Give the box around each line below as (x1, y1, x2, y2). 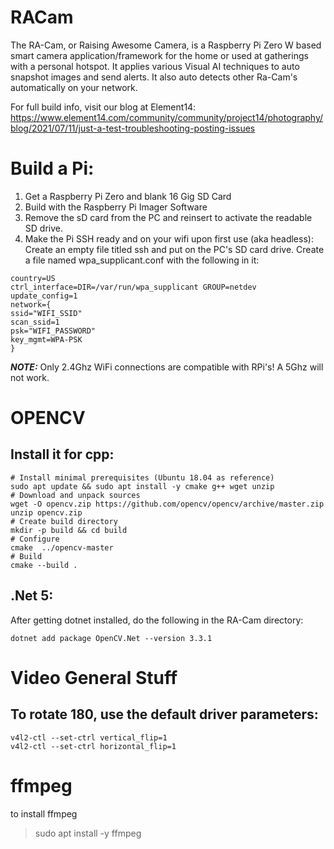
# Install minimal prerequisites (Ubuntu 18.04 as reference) (10, 472, 275, 483)
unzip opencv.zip (10, 507, 83, 518)
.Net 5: (10, 587, 54, 605)
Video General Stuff (10, 666, 178, 689)
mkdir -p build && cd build (10, 525, 128, 535)
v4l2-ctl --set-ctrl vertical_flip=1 (10, 732, 168, 743)
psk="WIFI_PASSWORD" (10, 326, 97, 336)
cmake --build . (10, 560, 78, 570)
